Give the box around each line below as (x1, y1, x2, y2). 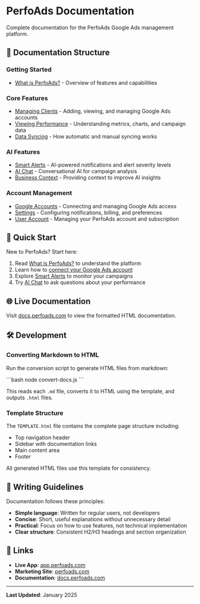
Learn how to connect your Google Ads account (14, 266, 133, 273)
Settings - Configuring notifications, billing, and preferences (14, 209, 162, 216)
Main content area (14, 446, 60, 454)
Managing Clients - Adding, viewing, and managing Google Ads (14, 107, 171, 115)
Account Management (6, 189, 73, 198)
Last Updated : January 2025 (6, 591, 77, 598)
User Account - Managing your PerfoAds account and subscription (14, 215, 179, 222)
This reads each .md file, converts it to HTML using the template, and (6, 387, 174, 395)
